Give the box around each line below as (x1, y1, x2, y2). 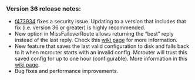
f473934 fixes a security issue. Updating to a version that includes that (14, 18, 186, 25)
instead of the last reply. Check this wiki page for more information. (14, 37, 178, 44)
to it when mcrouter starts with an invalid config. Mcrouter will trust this (14, 49, 187, 56)
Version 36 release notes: (6, 5, 81, 13)
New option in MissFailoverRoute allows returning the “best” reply (14, 30, 174, 37)
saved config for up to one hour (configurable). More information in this (14, 55, 188, 62)
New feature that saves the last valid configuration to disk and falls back (14, 43, 190, 50)
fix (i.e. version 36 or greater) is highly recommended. (14, 24, 146, 31)
